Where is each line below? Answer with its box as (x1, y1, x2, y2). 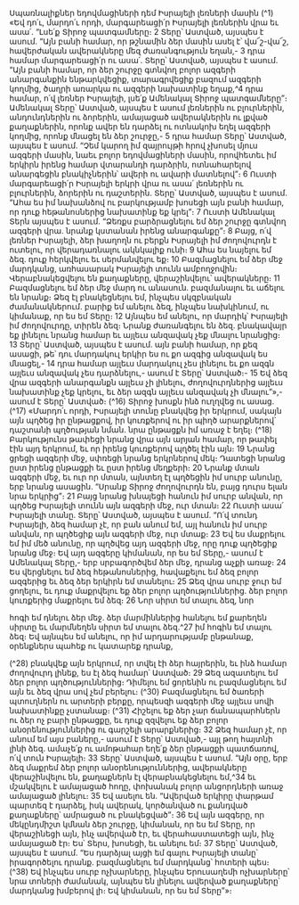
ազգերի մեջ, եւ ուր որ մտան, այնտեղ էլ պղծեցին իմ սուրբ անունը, (9, 472, 283, 482)
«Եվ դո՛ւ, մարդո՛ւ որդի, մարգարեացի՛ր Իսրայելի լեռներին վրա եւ (9, 17, 279, 28)
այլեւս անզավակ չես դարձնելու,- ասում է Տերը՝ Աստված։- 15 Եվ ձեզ (9, 367, 287, 378)
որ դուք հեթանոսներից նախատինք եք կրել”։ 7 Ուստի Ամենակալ (9, 207, 276, 217)
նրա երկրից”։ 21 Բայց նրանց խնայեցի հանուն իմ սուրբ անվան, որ (9, 490, 283, 501)
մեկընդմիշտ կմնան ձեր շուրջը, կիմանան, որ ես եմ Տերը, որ (9, 819, 255, 829)
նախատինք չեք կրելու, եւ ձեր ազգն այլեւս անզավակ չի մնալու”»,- (9, 387, 283, 397)
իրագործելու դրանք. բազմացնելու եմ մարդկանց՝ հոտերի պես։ (9, 857, 270, 868)
